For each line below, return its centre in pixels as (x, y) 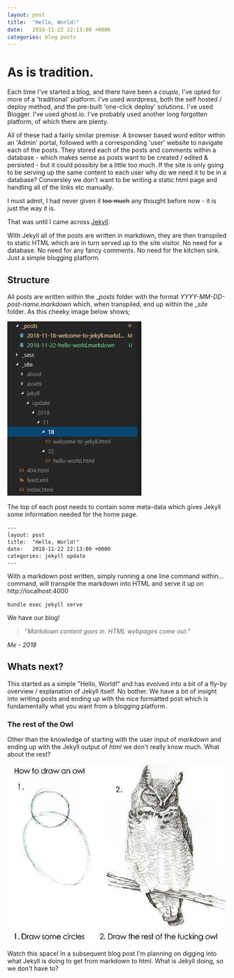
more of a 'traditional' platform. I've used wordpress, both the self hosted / (115, 99)
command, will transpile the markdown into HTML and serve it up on (105, 584)
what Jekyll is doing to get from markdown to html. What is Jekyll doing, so (115, 961)
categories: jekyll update (46, 556)
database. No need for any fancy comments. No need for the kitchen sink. (114, 250)
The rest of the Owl (40, 724)
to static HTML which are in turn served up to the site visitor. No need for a (115, 243)
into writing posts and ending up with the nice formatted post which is (108, 698)
